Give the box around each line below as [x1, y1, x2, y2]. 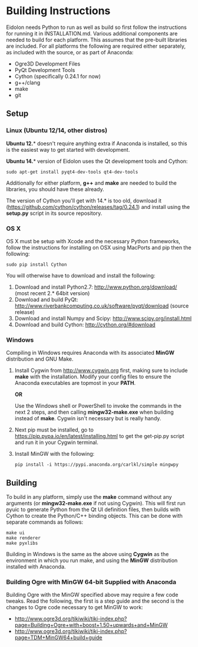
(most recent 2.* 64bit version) [14, 289, 90, 296]
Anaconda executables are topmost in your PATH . [14, 380, 136, 387]
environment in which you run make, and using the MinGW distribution [6, 557, 178, 564]
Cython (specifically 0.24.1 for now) [14, 73, 101, 80]
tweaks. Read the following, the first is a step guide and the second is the [6, 597, 184, 604]
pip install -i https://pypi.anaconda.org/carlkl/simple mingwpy [14, 462, 179, 468]
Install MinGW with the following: [14, 450, 95, 458]
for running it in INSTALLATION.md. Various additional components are [6, 30, 178, 37]
